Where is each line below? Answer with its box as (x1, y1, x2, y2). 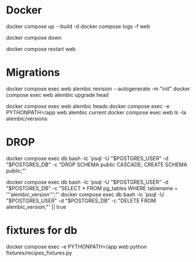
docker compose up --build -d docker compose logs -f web (6, 23, 150, 30)
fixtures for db (6, 224, 78, 237)
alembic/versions (6, 115, 48, 122)
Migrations (6, 66, 60, 79)
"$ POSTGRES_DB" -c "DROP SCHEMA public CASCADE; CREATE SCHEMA (6, 161, 187, 168)
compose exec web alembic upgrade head (6, 91, 109, 98)
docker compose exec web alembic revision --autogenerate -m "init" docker (6, 85, 190, 92)
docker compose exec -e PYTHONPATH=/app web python (6, 243, 147, 250)
